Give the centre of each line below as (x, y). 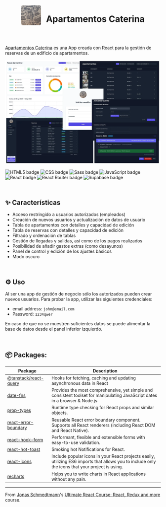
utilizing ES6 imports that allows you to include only (104, 462)
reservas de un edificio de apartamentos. (47, 53)
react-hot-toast (24, 449)
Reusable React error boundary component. (96, 420)
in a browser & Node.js (75, 401)
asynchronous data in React (80, 383)
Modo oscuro (26, 257)
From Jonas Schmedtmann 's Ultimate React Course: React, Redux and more (83, 495)
